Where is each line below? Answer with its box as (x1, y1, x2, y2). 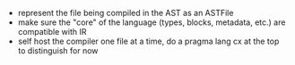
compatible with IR (17, 27, 87, 37)
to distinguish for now (17, 45, 99, 56)
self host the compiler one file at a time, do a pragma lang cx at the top (17, 36, 280, 46)
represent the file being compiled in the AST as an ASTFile (17, 8, 234, 18)
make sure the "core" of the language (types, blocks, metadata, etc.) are (17, 17, 286, 28)
